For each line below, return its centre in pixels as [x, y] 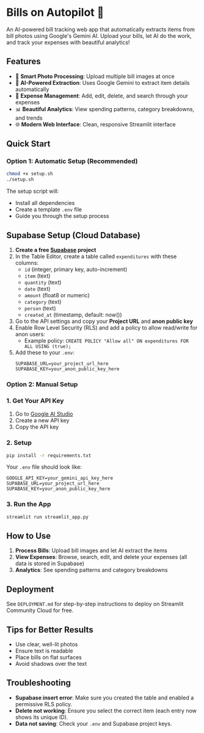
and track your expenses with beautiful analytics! [68, 42]
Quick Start [28, 144]
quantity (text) [43, 282]
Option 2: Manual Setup [42, 384]
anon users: [30, 334]
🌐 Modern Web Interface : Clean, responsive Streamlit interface [95, 124]
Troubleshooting [39, 683]
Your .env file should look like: [44, 467]
